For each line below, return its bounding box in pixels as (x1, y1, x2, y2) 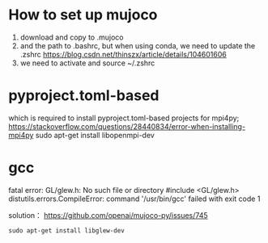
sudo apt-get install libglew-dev (8, 226, 125, 235)
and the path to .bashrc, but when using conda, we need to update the (19, 40, 256, 50)
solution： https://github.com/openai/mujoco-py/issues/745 (8, 210, 208, 220)
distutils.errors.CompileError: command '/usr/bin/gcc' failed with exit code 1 (8, 194, 261, 203)
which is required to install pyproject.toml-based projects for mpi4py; (8, 113, 240, 123)
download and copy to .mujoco (19, 32, 124, 42)
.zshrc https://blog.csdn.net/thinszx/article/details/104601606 (19, 49, 227, 59)
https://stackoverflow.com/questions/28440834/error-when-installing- (8, 121, 245, 131)
